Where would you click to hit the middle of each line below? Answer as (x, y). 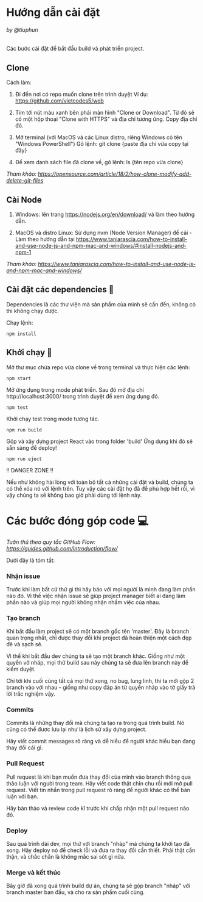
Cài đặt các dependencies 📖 (60, 290)
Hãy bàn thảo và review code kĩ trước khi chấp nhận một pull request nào (98, 808)
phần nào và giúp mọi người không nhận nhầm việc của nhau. (84, 602)
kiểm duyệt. (21, 669)
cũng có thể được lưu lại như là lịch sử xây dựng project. (77, 729)
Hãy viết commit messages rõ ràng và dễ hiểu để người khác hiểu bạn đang (101, 741)
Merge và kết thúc (33, 872)
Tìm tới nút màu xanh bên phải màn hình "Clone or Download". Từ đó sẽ (105, 113)
